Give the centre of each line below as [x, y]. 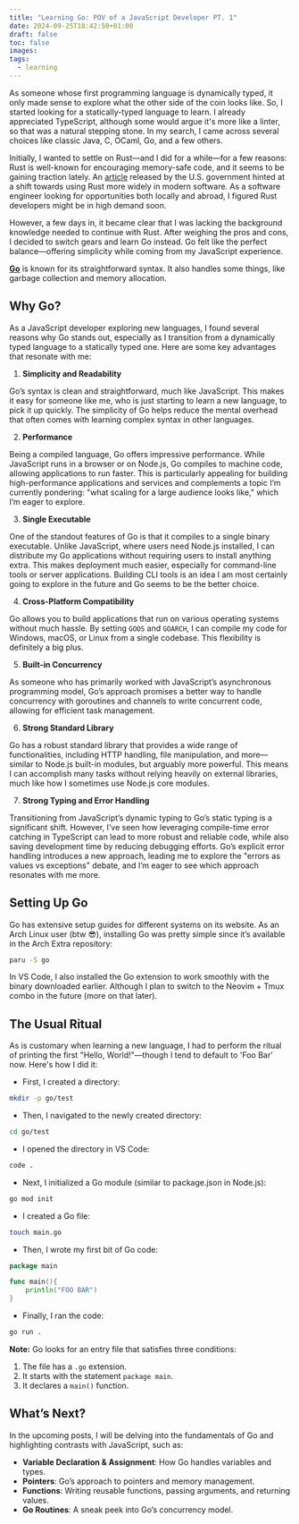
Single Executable [56, 519]
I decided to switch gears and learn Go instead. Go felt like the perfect [138, 242]
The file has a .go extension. [75, 1366]
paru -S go [29, 960]
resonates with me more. [55, 874]
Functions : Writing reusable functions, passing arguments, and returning [156, 1490]
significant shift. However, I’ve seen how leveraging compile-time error [139, 827]
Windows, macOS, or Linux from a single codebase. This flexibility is [135, 637]
